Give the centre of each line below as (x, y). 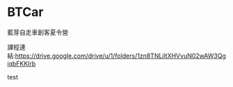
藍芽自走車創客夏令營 (38, 32)
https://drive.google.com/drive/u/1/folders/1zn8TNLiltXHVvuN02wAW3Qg (120, 56)
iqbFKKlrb (22, 63)
